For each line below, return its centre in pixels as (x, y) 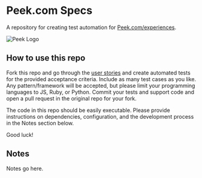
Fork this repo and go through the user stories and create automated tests (98, 73)
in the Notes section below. (40, 123)
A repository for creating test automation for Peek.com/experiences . (91, 27)
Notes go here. (25, 168)
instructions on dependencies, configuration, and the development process (100, 116)
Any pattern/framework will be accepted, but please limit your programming (101, 85)
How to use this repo (46, 58)
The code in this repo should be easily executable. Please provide (88, 110)
